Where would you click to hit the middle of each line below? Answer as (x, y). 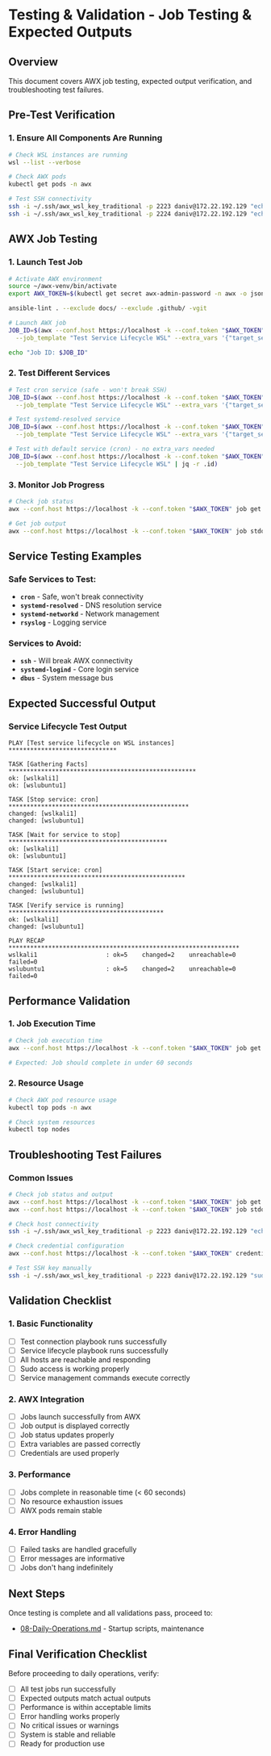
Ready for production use (62, 1744)
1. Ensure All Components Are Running (85, 138)
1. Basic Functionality (51, 1323)
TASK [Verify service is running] (67, 905)
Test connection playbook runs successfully (93, 1341)
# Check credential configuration (67, 1246)
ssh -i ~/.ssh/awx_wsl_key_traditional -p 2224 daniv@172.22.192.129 (128, 214)
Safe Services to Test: (52, 579)
